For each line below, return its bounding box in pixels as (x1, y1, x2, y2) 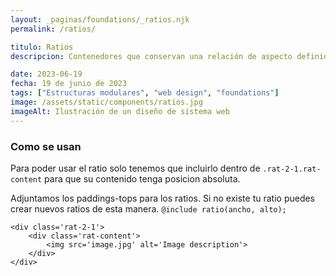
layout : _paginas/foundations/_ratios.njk (10, 14, 190, 25)
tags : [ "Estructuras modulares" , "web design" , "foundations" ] (10, 88, 280, 98)
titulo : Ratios (10, 42, 74, 52)
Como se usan (10, 139, 82, 153)
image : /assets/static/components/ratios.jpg (10, 97, 203, 107)
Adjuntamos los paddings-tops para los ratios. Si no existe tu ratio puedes (10, 192, 316, 204)
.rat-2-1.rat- (262, 164, 322, 174)
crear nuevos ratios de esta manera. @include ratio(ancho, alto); (10, 202, 287, 215)
